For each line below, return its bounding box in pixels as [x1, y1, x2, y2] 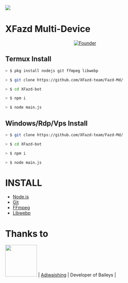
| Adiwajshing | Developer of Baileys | [37, 272, 116, 278]
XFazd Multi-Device [5, 23, 91, 35]
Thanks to [5, 228, 49, 239]
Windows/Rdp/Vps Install [5, 119, 88, 128]
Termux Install [5, 55, 52, 64]
